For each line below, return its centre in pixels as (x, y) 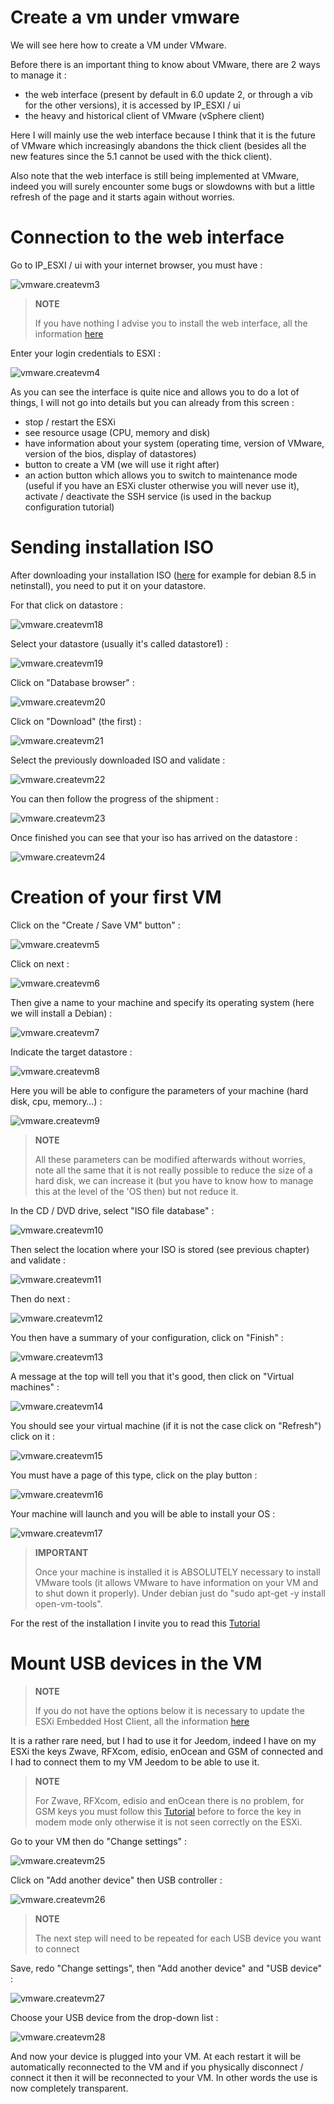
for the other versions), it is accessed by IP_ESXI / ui (132, 105)
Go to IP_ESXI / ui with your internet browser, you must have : (136, 265)
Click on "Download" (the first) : (76, 721)
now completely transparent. (69, 2088)
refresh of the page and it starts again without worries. (122, 197)
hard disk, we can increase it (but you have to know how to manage (174, 1180)
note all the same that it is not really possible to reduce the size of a (173, 1170)
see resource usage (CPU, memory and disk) (117, 432)
